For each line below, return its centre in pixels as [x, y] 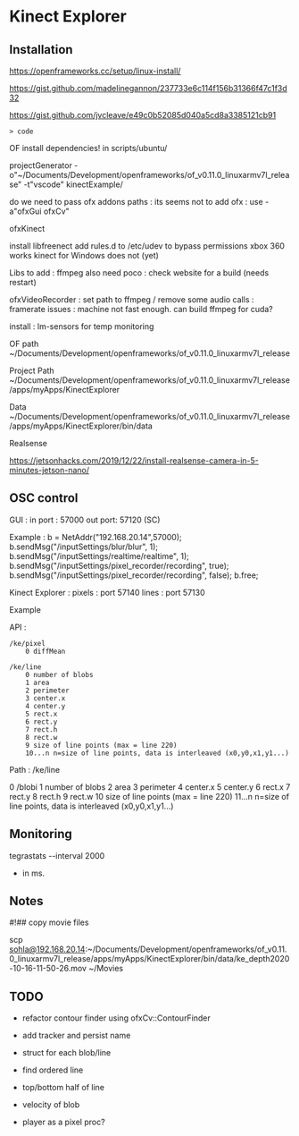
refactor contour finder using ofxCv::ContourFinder [116, 1018]
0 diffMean [46, 651]
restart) [23, 282]
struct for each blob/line [66, 1053]
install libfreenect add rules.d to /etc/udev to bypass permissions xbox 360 [147, 246]
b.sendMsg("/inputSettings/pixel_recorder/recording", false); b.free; [134, 575]
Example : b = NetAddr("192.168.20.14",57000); [96, 537]
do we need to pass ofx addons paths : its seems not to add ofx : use [136, 202]
